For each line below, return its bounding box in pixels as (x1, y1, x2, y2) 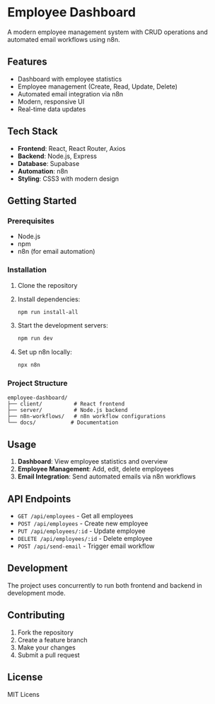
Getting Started (7, 194, 77, 206)
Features (7, 56, 47, 68)
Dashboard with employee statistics (17, 74, 122, 83)
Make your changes (17, 643, 76, 652)
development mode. (7, 588, 66, 597)
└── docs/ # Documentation (7, 419, 119, 426)
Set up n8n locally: (17, 348, 72, 357)
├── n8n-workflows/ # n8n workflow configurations (7, 413, 166, 420)
